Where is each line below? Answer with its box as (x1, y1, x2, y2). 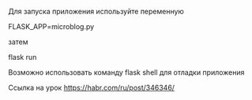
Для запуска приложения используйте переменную (8, 7, 184, 16)
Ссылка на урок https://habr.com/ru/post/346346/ (8, 83, 175, 92)
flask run (8, 53, 37, 61)
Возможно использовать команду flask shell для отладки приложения (8, 68, 245, 77)
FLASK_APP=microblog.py (8, 22, 95, 31)
